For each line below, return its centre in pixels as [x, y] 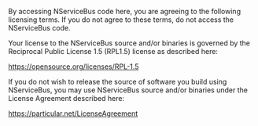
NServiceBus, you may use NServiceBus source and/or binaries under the [128, 90]
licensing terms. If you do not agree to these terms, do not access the [121, 20]
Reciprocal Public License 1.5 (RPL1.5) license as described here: [113, 51]
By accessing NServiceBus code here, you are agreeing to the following [125, 11]
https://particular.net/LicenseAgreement [73, 113]
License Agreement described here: [66, 98]
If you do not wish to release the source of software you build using [118, 82]
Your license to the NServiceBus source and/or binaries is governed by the [129, 43]
